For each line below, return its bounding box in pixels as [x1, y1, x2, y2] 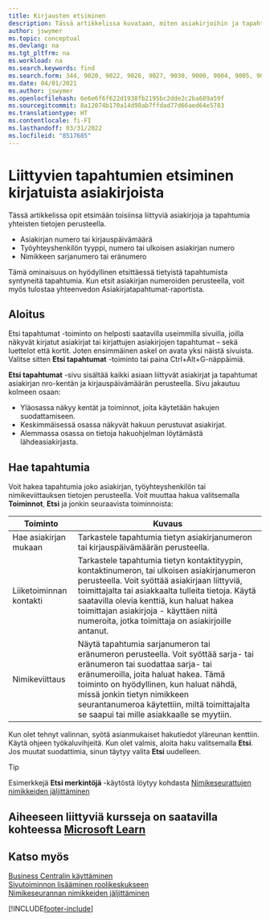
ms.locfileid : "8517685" [8, 131, 92, 139]
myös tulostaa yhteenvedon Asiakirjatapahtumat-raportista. [8, 284, 205, 294]
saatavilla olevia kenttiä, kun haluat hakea [77, 595, 235, 607]
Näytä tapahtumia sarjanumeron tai [77, 638, 211, 649]
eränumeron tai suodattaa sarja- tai [77, 658, 213, 670]
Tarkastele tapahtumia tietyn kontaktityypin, [77, 555, 243, 566]
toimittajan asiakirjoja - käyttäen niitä [77, 605, 219, 616]
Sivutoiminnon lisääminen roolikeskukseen [8, 880, 149, 890]
